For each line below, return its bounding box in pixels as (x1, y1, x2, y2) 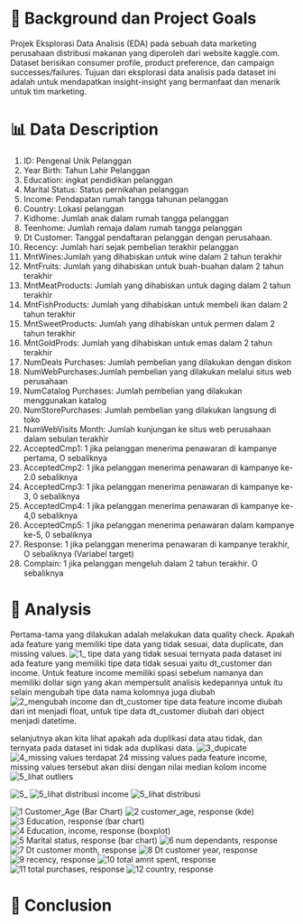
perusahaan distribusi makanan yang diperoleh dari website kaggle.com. (10, 47, 280, 58)
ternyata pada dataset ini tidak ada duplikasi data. (10, 742, 195, 753)
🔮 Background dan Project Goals (10, 8, 257, 29)
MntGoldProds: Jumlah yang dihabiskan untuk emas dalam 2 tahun (23, 337, 273, 348)
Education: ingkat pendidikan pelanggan (23, 174, 174, 185)
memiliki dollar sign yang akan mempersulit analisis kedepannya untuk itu (10, 677, 283, 688)
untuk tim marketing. (10, 86, 87, 97)
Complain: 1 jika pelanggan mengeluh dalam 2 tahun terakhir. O (23, 558, 258, 568)
